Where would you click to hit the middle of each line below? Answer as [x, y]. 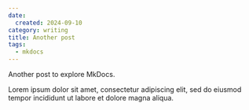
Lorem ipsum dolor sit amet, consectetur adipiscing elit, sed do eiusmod [125, 90]
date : [17, 15]
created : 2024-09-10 [49, 23]
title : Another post [42, 37]
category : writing [38, 30]
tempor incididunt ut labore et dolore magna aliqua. [91, 98]
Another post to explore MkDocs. [62, 74]
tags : [17, 45]
